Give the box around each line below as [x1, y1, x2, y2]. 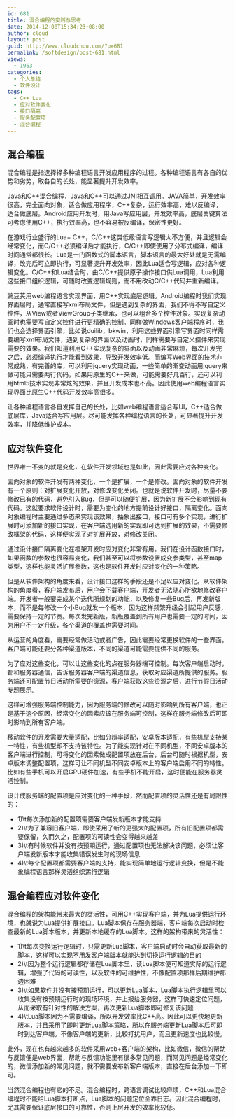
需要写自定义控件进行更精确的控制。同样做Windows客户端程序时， [25, 318, 218, 326]
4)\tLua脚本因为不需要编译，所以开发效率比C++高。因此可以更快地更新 [17, 1012, 223, 1020]
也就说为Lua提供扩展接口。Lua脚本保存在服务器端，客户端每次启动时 [19, 918, 219, 927]
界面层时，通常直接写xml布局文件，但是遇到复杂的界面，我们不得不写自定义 [7, 300, 226, 309]
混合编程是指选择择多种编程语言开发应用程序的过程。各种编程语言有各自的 [7, 169, 222, 177]
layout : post [7, 36, 45, 43]
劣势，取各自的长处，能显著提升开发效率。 [19, 177, 142, 185]
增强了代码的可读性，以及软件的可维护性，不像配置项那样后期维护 [29, 968, 220, 977]
